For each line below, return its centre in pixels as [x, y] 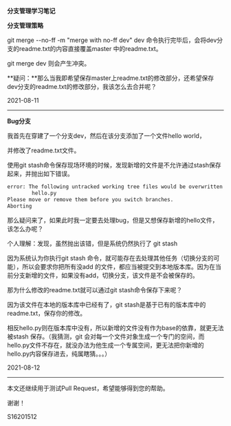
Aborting [20, 206]
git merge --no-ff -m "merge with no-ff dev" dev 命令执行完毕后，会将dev [112, 40]
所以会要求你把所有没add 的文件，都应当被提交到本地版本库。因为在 [118, 266]
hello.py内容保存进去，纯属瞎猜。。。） [59, 354]
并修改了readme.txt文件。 [44, 150]
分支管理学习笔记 [31, 11]
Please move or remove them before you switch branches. [90, 199]
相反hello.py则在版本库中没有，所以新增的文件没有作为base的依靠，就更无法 [115, 327]
